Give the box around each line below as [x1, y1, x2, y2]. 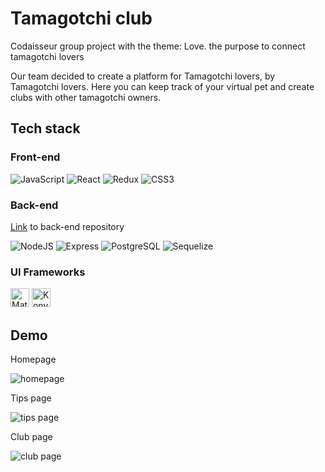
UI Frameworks [10, 265, 86, 279]
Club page [10, 431, 53, 443]
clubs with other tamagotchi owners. [10, 91, 162, 103]
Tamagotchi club [10, 7, 153, 30]
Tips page [10, 392, 52, 404]
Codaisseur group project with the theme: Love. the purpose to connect [10, 40, 306, 52]
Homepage [10, 353, 57, 366]
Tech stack [10, 120, 81, 137]
